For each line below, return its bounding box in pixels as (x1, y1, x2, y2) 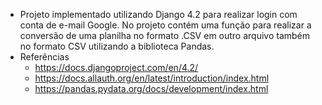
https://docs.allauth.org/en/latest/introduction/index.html (34, 72, 270, 84)
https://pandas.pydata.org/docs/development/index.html (34, 83, 269, 94)
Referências (19, 51, 70, 63)
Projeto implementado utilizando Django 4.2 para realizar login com (19, 9, 298, 20)
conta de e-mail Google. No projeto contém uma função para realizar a (19, 19, 312, 31)
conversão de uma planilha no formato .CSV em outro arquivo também (19, 30, 311, 41)
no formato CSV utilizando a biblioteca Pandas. (19, 40, 215, 52)
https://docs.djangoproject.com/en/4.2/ (34, 62, 199, 73)
